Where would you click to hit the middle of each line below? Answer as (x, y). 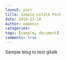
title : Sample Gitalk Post (33, 14)
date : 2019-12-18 (23, 19)
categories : (17, 28)
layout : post (19, 10)
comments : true (21, 38)
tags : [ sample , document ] (32, 33)
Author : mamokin (22, 24)
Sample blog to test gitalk (31, 52)
